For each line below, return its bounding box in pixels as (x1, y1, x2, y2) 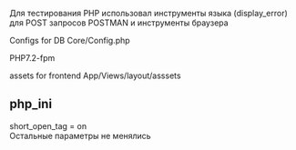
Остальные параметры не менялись (9, 130, 152, 141)
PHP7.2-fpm (9, 53, 56, 63)
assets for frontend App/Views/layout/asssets (9, 70, 181, 81)
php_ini (9, 96, 53, 112)
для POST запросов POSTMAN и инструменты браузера (9, 17, 230, 28)
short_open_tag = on (9, 120, 87, 131)
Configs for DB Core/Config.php (9, 35, 130, 45)
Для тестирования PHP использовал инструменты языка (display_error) (9, 8, 289, 18)
